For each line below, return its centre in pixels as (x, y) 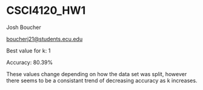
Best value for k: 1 (28, 50)
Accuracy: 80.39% (30, 62)
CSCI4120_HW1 (46, 11)
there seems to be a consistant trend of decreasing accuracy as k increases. (102, 80)
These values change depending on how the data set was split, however (97, 74)
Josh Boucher (24, 27)
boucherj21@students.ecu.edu (45, 39)
